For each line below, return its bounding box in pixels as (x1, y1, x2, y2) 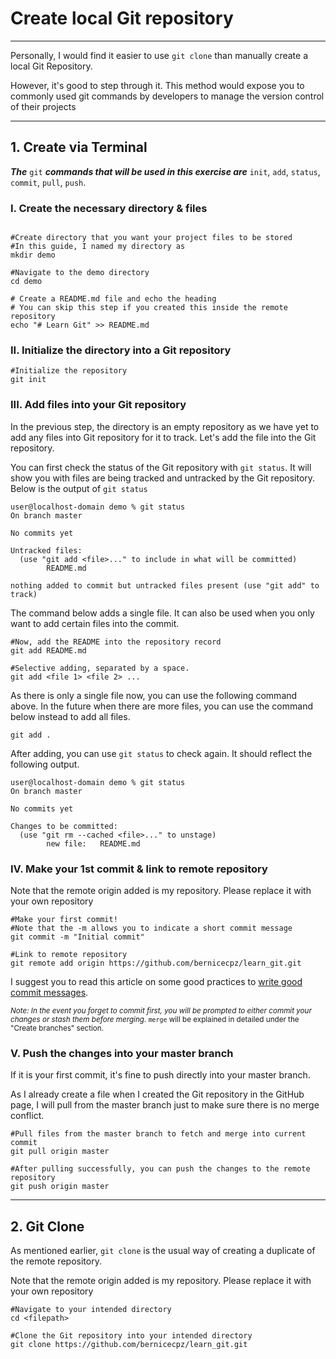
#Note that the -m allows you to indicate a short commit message (10, 923, 293, 933)
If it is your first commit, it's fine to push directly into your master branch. (10, 1069, 311, 1081)
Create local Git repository (10, 7, 234, 30)
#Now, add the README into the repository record (10, 637, 222, 647)
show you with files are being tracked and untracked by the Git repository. (10, 472, 316, 484)
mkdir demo (10, 250, 56, 261)
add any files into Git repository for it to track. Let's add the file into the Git (10, 431, 317, 443)
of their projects (10, 100, 77, 112)
